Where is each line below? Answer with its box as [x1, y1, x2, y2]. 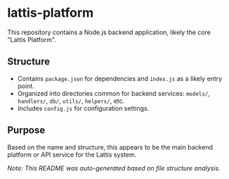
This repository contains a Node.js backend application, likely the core [7, 28, 211, 36]
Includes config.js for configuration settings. [17, 103, 150, 113]
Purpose [7, 124, 46, 136]
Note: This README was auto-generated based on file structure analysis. [7, 164, 221, 172]
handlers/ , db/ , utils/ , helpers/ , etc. [17, 96, 125, 105]
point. [17, 82, 35, 90]
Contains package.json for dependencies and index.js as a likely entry [17, 74, 223, 83]
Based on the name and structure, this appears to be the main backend [7, 143, 213, 151]
